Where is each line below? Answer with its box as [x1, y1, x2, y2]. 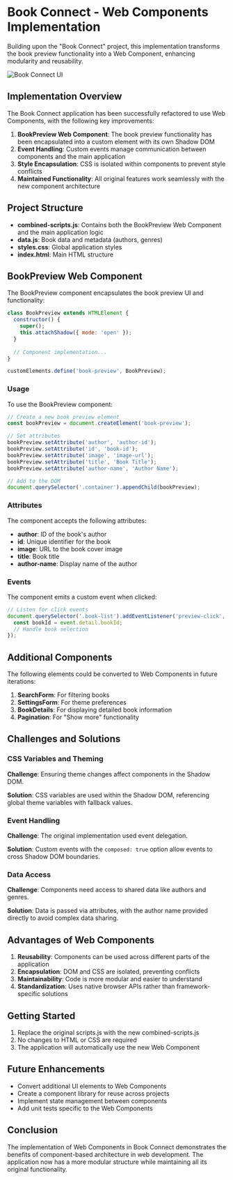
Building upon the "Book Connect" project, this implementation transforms [7, 42, 220, 50]
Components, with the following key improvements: [7, 116, 154, 125]
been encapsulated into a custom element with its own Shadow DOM [17, 137, 216, 146]
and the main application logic [17, 228, 104, 236]
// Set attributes [7, 433, 61, 440]
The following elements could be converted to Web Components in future [7, 670, 218, 678]
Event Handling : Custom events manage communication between [17, 144, 207, 153]
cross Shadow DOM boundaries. [7, 852, 101, 861]
